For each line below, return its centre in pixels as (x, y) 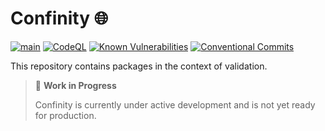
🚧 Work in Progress (75, 85)
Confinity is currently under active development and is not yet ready (175, 104)
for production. (65, 115)
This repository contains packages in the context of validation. (139, 66)
